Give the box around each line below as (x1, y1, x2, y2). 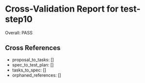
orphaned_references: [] (12, 72, 61, 78)
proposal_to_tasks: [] (12, 57, 54, 63)
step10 (5, 14, 33, 25)
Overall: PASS (5, 30, 33, 35)
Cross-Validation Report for (5, 3, 119, 15)
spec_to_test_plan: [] (12, 62, 54, 67)
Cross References (5, 44, 61, 52)
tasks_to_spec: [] (12, 67, 46, 73)
